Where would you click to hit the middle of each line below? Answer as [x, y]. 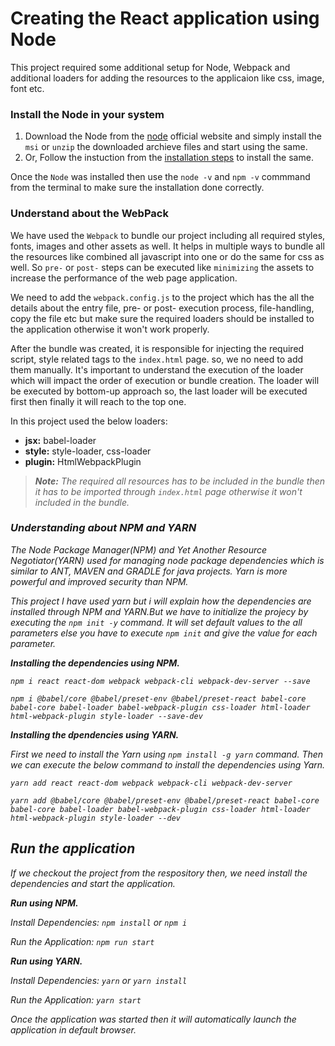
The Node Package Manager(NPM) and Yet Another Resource [139, 549]
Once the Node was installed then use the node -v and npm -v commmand [160, 177]
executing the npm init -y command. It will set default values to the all [156, 622]
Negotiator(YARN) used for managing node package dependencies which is [167, 560]
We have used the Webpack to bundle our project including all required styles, [168, 235]
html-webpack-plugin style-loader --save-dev [106, 716]
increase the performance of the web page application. [124, 278]
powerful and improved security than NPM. [99, 581]
